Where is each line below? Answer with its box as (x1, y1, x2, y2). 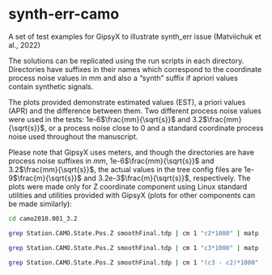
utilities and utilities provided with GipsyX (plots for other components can (8, 190, 256, 200)
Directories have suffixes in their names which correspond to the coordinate (8, 64, 262, 74)
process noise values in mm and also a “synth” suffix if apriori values (8, 73, 239, 82)
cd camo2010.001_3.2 (8, 214, 79, 222)
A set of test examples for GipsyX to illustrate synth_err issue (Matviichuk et (8, 32, 261, 41)
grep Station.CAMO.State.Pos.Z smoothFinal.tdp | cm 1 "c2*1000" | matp (8, 229, 259, 237)
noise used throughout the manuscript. (8, 131, 138, 142)
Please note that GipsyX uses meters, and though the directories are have (8, 147, 255, 157)
